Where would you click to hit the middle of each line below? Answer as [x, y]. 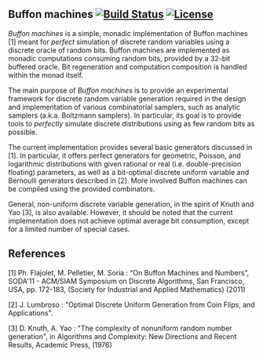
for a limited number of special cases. [69, 229]
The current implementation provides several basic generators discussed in [130, 147]
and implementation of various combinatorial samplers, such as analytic [124, 107]
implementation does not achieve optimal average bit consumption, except [129, 220]
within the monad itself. [46, 75]
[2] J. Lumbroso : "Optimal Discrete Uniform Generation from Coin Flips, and [131, 304]
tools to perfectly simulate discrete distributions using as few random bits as [131, 123]
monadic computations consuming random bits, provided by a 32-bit [119, 58]
